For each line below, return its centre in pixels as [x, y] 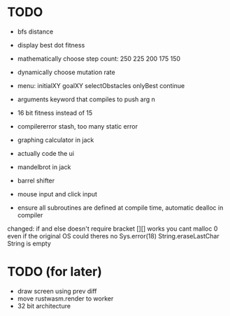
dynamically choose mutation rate [66, 72]
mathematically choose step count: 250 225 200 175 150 [99, 58]
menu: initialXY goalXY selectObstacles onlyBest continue [101, 85]
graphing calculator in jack [56, 140]
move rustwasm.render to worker [65, 299]
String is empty [29, 243]
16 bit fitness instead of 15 [55, 113]
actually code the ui [46, 153]
